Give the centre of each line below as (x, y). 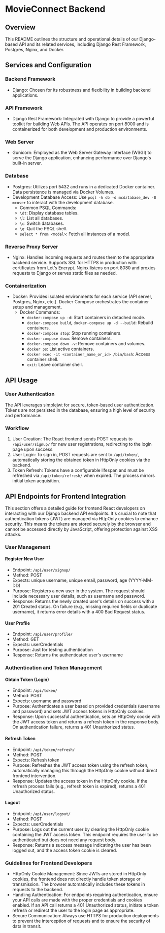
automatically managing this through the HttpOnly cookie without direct (85, 770)
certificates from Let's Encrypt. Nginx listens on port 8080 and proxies (84, 268)
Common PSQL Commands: (48, 208)
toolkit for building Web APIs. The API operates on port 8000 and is (81, 124)
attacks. (13, 534)
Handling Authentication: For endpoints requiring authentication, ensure (85, 895)
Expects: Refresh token (36, 760)
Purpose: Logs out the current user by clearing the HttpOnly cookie (81, 829)
